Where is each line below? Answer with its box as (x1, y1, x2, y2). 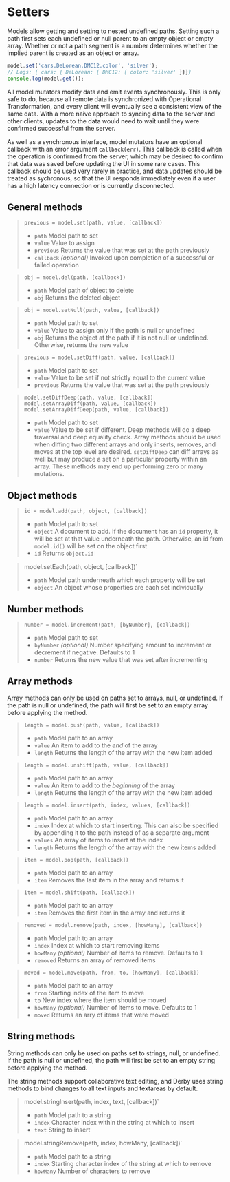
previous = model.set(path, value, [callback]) (23, 220, 163, 227)
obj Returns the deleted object (34, 293, 121, 302)
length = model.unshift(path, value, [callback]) (23, 762, 170, 769)
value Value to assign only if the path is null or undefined (34, 326, 195, 335)
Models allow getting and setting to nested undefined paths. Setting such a (7, 27, 220, 35)
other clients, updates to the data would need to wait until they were (7, 116, 200, 125)
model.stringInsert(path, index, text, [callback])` (23, 1097, 159, 1106)
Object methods (7, 490, 78, 501)
